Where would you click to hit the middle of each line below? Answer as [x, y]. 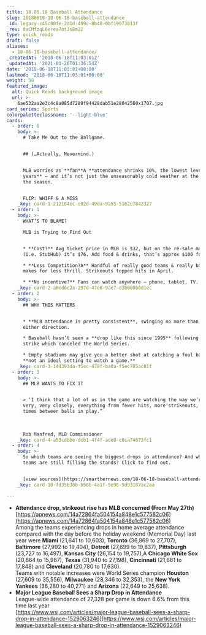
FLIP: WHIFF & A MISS [50, 198]
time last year [32, 606]
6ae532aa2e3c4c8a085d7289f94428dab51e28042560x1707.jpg [90, 103]
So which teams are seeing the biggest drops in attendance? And [108, 457]
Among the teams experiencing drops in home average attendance [100, 527]
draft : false [23, 40]
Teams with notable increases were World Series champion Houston [102, 573]
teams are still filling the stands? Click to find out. [97, 463]
